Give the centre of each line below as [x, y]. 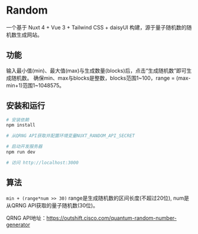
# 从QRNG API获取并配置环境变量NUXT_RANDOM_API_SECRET [70, 136]
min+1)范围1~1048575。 [35, 85]
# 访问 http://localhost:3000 [42, 162]
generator [18, 225]
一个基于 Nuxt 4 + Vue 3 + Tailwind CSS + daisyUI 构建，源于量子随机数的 [97, 27]
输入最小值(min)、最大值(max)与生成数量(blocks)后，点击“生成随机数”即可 [97, 70]
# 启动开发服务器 [24, 147]
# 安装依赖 [18, 120]
